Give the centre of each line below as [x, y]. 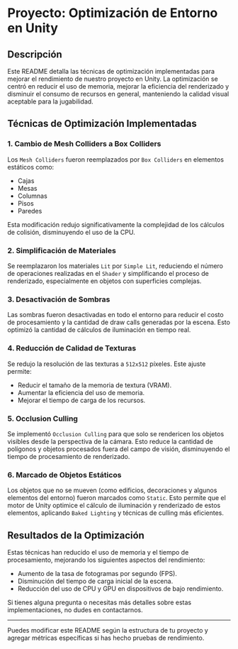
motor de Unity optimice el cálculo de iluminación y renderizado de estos [114, 506]
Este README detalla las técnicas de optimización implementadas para [111, 71]
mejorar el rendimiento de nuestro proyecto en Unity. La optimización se [113, 79]
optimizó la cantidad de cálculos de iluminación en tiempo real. [99, 330]
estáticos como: [31, 167]
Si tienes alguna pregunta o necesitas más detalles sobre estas [100, 602]
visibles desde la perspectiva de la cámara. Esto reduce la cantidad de [110, 441]
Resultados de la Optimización [76, 535]
